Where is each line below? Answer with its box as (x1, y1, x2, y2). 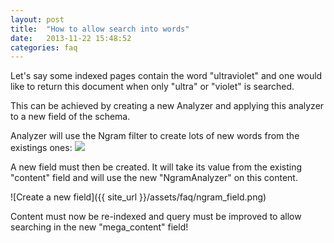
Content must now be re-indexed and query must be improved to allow (10, 211, 302, 223)
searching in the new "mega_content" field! (10, 221, 189, 233)
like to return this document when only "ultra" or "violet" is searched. (10, 81, 295, 93)
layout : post (10, 14, 65, 25)
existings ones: (10, 142, 73, 154)
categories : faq (10, 42, 78, 53)
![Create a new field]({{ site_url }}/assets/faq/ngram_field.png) (10, 191, 267, 203)
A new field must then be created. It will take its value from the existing (10, 161, 302, 173)
